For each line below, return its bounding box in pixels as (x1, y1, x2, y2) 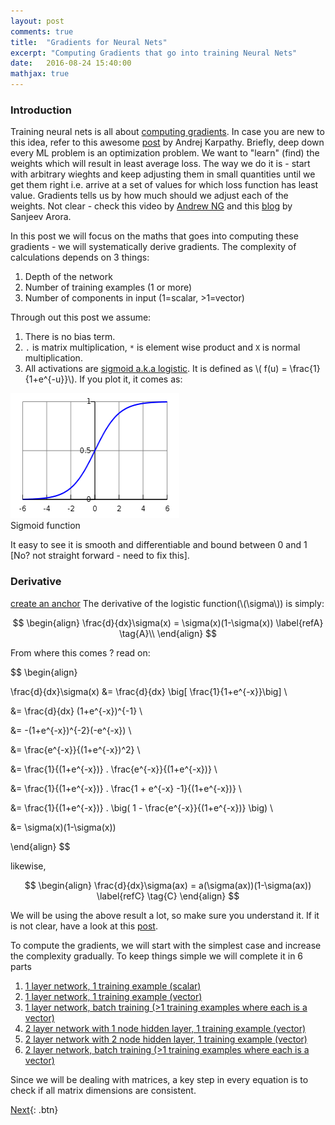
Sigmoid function (10, 520, 81, 532)
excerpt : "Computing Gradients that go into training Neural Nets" (10, 48, 298, 58)
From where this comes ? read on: (10, 646, 151, 659)
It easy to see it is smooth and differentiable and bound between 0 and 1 (10, 539, 308, 551)
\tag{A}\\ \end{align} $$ (118, 627, 218, 639)
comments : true (10, 26, 74, 37)
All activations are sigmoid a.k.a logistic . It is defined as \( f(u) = (24, 363, 288, 375)
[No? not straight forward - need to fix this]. (10, 550, 190, 562)
